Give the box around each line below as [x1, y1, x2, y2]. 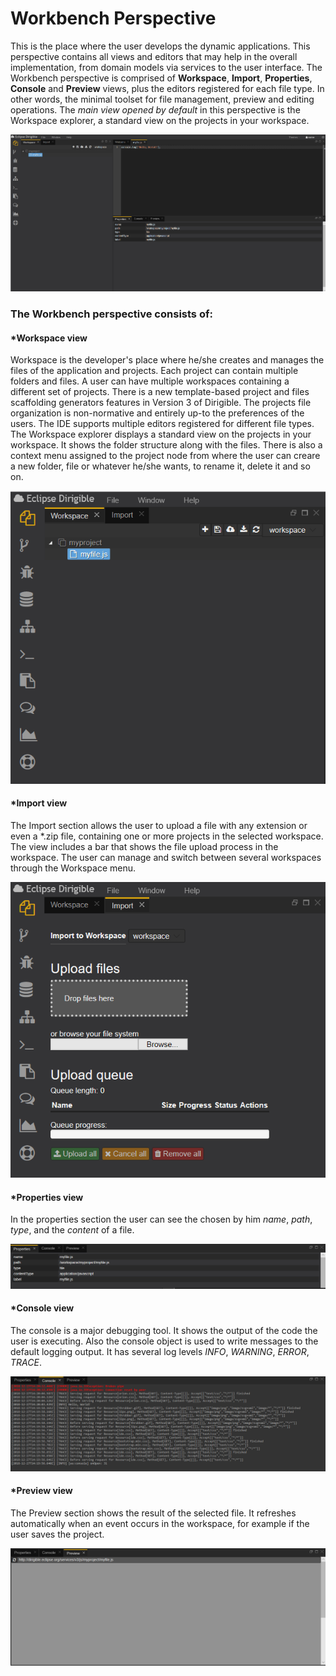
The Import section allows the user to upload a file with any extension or [10, 820, 308, 832]
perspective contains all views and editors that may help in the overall [10, 50, 298, 62]
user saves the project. [10, 1528, 105, 1540]
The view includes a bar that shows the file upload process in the [10, 841, 279, 853]
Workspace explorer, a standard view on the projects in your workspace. [10, 114, 310, 126]
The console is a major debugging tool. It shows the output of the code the [10, 1325, 318, 1337]
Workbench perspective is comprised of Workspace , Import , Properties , [10, 72, 313, 84]
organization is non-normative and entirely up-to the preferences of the [10, 407, 305, 419]
